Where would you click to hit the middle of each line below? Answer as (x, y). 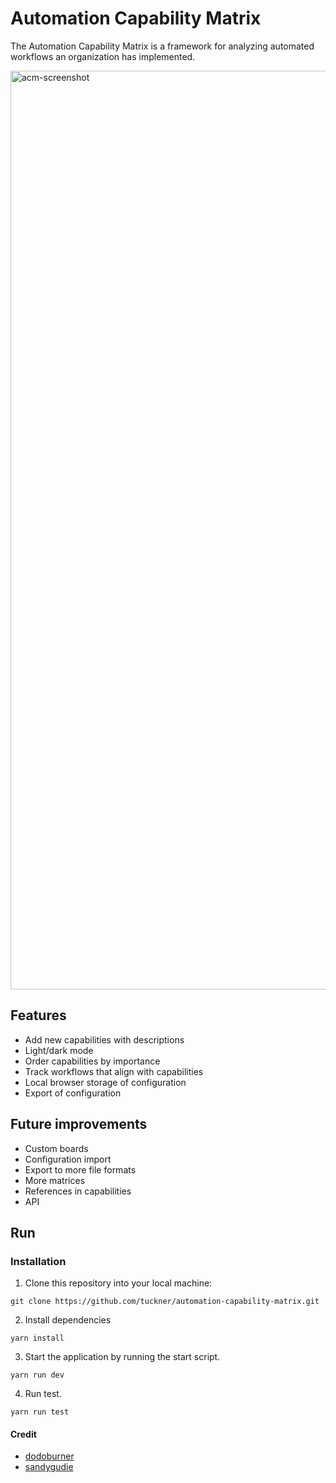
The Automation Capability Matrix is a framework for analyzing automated (162, 46)
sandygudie (49, 1467)
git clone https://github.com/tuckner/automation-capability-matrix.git (165, 1302)
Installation (38, 1261)
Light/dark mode (59, 1050)
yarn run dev (37, 1375)
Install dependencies (68, 1320)
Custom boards (56, 1148)
